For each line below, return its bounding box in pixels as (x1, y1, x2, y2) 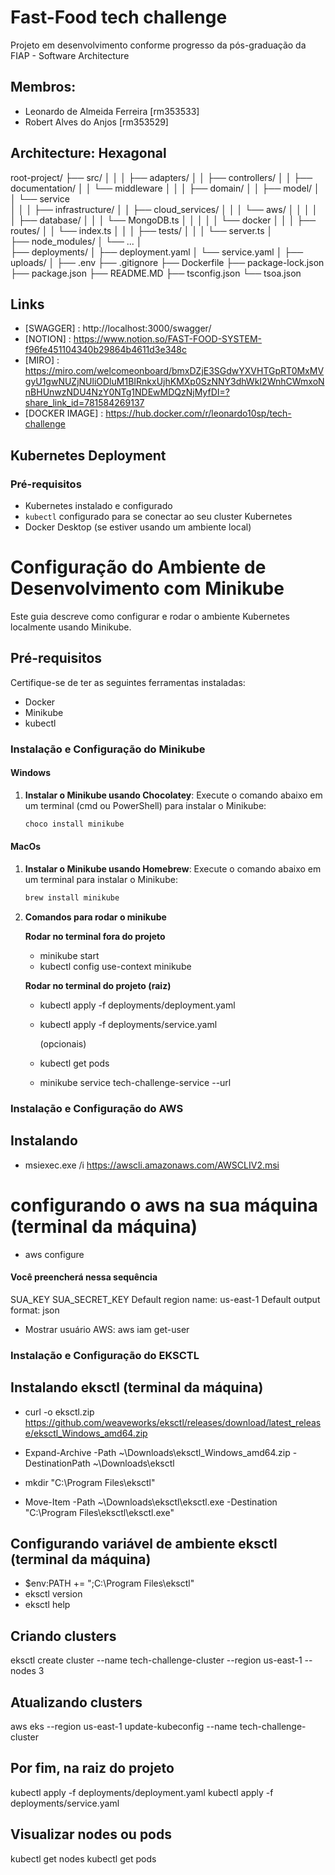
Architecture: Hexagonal (10, 145, 167, 162)
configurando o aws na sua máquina (10, 1194, 318, 1216)
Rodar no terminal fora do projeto (24, 930, 166, 942)
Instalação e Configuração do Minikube (10, 742, 206, 756)
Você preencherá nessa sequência (10, 1271, 158, 1283)
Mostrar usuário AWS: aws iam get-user (24, 1323, 190, 1335)
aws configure (24, 1248, 85, 1260)
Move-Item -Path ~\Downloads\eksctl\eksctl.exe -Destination (24, 1496, 278, 1508)
